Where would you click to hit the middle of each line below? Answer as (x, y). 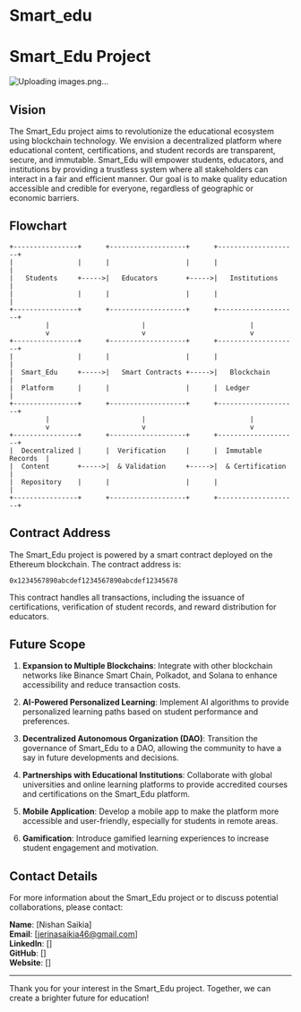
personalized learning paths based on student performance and (140, 712)
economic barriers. (44, 197)
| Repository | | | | (114, 482)
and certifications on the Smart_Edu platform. (106, 794)
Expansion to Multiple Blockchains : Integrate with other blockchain (147, 666)
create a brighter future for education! (79, 998)
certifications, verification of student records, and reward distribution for (143, 607)
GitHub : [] (28, 953)
